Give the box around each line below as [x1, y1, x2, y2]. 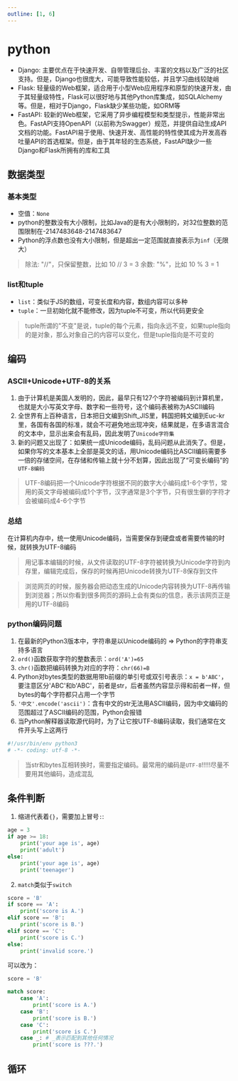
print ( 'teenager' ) [20, 867, 75, 874]
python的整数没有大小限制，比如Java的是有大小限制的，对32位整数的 [17, 218, 222, 227]
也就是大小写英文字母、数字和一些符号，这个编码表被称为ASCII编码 [17, 403, 215, 411]
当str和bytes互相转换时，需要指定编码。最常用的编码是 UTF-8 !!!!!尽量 [24, 760, 224, 769]
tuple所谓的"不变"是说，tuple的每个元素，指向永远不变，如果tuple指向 [24, 321, 231, 330]
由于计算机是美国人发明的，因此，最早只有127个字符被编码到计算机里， [17, 393, 227, 403]
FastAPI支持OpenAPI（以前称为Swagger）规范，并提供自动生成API [30, 119, 227, 128]
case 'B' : [20, 1008, 50, 1015]
